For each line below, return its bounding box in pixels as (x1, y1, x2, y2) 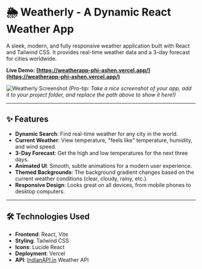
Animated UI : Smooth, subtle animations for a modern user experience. (14, 162, 192, 169)
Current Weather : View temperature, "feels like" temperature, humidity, (14, 137, 192, 144)
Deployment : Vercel (14, 250, 66, 257)
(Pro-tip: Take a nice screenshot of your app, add (69, 84, 192, 91)
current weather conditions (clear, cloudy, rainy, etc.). (14, 175, 148, 182)
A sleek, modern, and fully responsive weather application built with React (6, 42, 191, 49)
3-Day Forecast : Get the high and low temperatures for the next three (14, 149, 188, 156)
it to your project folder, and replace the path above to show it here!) (6, 91, 176, 98)
